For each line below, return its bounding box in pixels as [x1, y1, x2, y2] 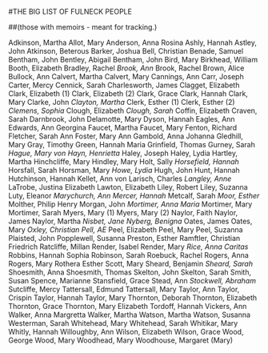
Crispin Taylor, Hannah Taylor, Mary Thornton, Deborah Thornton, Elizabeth [8, 293, 258, 303]
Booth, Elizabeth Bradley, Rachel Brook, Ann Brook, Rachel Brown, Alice [8, 63, 245, 73]
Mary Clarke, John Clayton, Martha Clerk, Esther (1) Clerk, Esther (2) [8, 98, 235, 106]
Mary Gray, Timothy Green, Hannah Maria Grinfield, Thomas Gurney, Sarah [8, 140, 256, 149]
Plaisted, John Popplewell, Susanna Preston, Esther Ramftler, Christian [8, 234, 241, 243]
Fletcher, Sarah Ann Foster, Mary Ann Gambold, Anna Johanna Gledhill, [8, 131, 244, 141]
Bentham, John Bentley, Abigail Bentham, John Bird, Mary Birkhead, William [8, 55, 258, 64]
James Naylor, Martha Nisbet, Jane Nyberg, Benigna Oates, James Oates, [8, 216, 253, 226]
